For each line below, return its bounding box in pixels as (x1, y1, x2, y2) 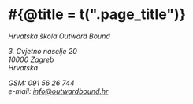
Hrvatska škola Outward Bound (8, 31, 110, 41)
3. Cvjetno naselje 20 (8, 46, 77, 56)
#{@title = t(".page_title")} (8, 5, 187, 23)
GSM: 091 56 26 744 (8, 78, 75, 88)
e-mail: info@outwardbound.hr (8, 86, 109, 95)
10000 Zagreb (8, 55, 54, 64)
